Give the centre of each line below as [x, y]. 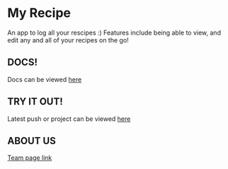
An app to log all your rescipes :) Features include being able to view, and [114, 33]
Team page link [30, 158]
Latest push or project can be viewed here [69, 119]
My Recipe [39, 13]
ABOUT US [32, 140]
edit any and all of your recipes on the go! [68, 40]
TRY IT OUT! [35, 101]
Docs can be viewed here [45, 79]
